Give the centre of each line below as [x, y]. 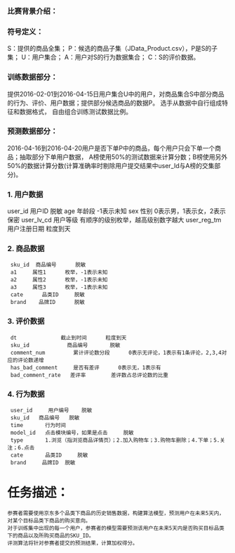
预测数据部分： [33, 132]
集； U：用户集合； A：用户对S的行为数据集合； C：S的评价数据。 [103, 57]
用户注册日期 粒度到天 [39, 229]
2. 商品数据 [26, 249]
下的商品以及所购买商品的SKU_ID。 [51, 535]
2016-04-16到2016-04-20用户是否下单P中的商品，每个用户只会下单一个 [111, 148]
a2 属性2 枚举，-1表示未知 [59, 280]
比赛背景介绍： [33, 11]
